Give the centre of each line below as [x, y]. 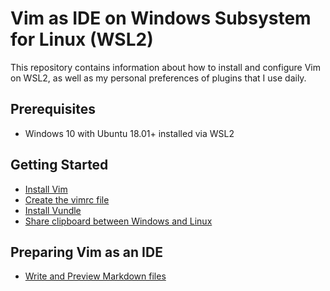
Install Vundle [53, 210]
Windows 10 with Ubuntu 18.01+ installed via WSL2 [129, 133]
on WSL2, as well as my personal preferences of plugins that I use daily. [158, 78]
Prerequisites [53, 109]
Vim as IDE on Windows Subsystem [161, 18]
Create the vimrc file [67, 199]
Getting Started [59, 165]
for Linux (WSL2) [82, 39]
